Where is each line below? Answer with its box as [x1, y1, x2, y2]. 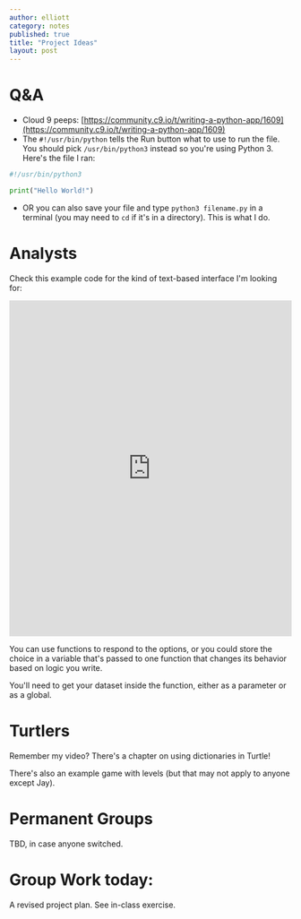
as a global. [9, 689, 52, 700]
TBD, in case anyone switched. [9, 838, 124, 849]
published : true [9, 30, 70, 39]
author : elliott [9, 13, 70, 22]
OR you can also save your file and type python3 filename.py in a [21, 202, 263, 213]
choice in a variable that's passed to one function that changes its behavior [9, 653, 288, 664]
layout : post [9, 47, 58, 56]
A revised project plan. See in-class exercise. [9, 899, 176, 910]
